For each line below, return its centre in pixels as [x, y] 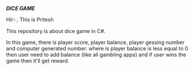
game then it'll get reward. [38, 61]
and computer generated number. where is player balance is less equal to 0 [97, 48]
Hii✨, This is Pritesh [30, 19]
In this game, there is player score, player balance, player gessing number [95, 42]
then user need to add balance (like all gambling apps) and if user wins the [96, 55]
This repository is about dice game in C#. [56, 31]
